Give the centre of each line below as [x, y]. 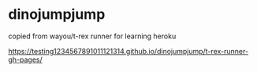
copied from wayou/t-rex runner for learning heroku [92, 36]
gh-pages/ [26, 59]
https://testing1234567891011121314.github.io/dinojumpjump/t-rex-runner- [128, 51]
